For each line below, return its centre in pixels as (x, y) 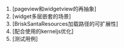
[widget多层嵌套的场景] (42, 16)
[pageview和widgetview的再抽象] (54, 9)
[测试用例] (25, 39)
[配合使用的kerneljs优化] (43, 31)
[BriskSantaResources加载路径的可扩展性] (65, 24)
